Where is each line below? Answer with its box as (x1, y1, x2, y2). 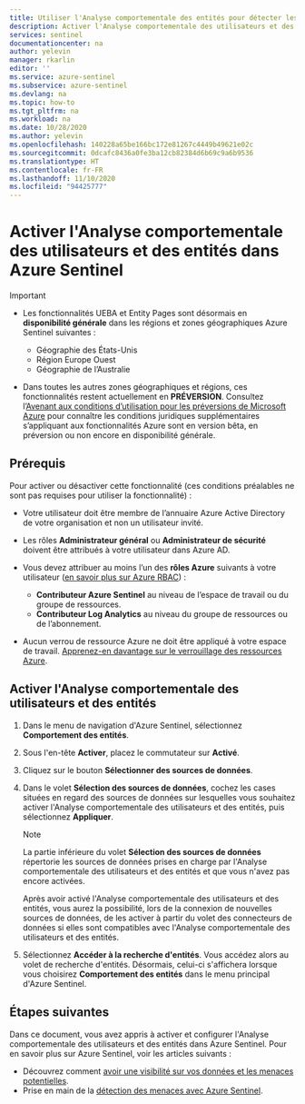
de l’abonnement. (35, 618, 102, 629)
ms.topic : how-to (9, 97, 75, 107)
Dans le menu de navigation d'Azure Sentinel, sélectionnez (22, 720, 242, 731)
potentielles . (22, 1075, 70, 1086)
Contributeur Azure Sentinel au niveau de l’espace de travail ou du (35, 589, 289, 600)
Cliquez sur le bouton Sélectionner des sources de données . (22, 764, 253, 775)
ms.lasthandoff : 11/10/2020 (9, 174, 116, 183)
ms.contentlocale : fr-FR (9, 165, 103, 174)
